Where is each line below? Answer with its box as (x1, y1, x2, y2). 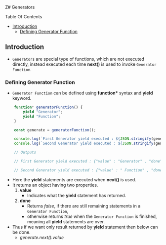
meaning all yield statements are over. (27, 218, 105, 224)
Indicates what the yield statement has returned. (27, 192, 126, 198)
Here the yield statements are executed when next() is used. (12, 176, 137, 182)
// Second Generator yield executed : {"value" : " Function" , (14, 167, 149, 172)
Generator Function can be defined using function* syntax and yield (12, 90, 153, 96)
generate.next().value (19, 234, 64, 240)
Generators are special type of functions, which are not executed (12, 56, 144, 62)
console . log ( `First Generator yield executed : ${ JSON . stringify (14, 136, 152, 141)
